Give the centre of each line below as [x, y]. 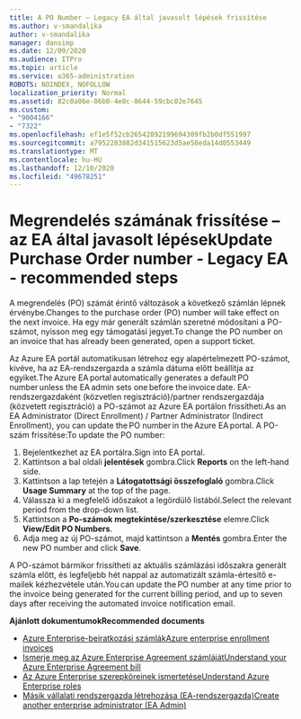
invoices [38, 648]
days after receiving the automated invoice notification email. [122, 604]
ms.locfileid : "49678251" [58, 176]
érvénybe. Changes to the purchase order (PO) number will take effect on [144, 313]
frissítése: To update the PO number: [98, 435]
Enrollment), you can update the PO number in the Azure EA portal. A [136, 426]
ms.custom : [30, 110]
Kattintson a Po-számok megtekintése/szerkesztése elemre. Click [146, 519]
